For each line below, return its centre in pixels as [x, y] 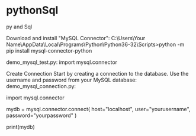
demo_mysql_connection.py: [41, 86]
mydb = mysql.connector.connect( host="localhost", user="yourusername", [98, 109]
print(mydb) [21, 127]
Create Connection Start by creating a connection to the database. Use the [97, 73]
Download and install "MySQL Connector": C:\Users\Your [76, 38]
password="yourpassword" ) [41, 115]
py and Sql [19, 27]
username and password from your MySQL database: [72, 80]
